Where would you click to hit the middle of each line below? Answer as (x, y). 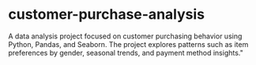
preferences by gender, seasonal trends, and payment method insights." (126, 52)
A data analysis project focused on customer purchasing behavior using (125, 36)
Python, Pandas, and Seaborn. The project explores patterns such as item (128, 44)
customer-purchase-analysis (107, 14)
